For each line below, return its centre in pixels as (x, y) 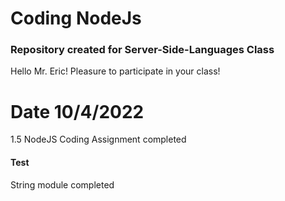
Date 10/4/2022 (77, 111)
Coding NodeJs (76, 18)
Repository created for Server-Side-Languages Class (142, 50)
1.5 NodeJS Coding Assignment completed (98, 139)
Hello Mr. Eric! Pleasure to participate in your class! (115, 71)
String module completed (62, 184)
